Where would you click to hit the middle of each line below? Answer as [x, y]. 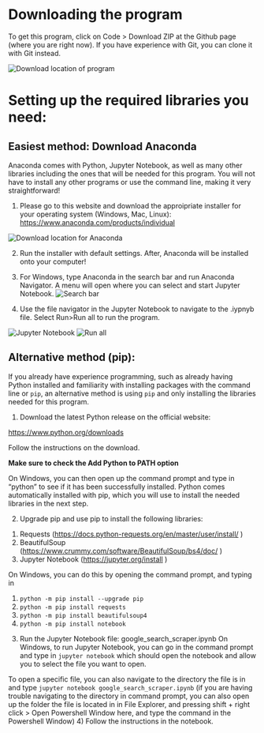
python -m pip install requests [73, 607]
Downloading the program [95, 15]
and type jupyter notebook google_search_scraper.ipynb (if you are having [130, 687]
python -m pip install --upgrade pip [82, 599]
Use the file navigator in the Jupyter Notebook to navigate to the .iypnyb [137, 309]
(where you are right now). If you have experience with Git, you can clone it [130, 44]
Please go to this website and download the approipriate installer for [130, 205]
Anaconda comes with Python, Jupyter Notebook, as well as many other [125, 165]
